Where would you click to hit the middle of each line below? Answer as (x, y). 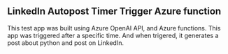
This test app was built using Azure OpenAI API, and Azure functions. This (114, 28)
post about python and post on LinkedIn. (66, 43)
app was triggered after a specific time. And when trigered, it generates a (113, 35)
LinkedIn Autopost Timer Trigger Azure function (114, 11)
